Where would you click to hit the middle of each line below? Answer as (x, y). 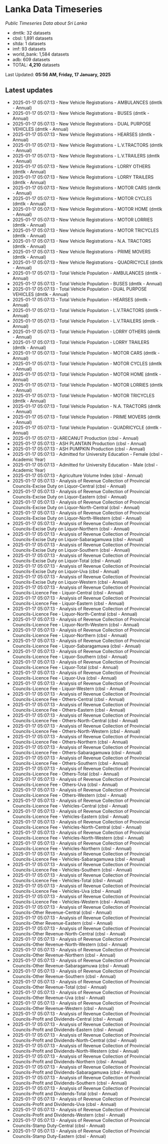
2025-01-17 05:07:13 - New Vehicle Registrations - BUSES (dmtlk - (81, 113)
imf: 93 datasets (29, 49)
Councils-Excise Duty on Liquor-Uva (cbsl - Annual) (66, 571)
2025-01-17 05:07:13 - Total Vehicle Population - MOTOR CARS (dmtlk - (86, 353)
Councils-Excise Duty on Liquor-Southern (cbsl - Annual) (71, 550)
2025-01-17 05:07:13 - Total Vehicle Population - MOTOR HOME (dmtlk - (87, 374)
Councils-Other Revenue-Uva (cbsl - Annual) (59, 998)
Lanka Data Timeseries (54, 9)
